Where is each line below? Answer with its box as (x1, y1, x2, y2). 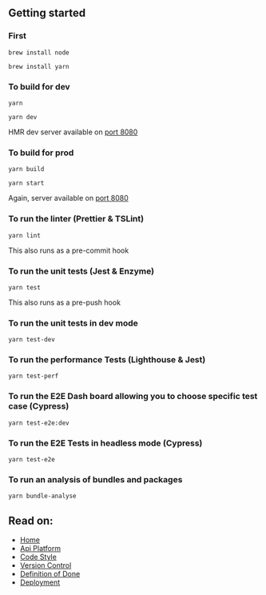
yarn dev (8, 113, 38, 121)
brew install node (8, 48, 69, 57)
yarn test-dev (8, 336, 56, 344)
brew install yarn (8, 62, 69, 70)
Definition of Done (19, 569, 81, 579)
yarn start (8, 179, 45, 187)
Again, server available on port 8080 (8, 194, 129, 203)
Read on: (8, 513, 54, 527)
